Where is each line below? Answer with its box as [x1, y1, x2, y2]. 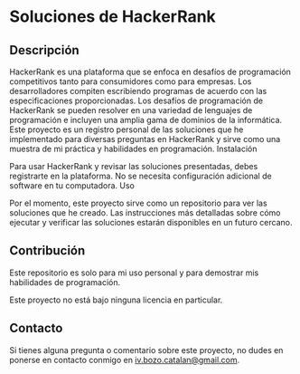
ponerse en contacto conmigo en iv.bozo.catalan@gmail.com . [9, 354, 240, 365]
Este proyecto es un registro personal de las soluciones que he [9, 124, 244, 135]
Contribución [9, 243, 86, 259]
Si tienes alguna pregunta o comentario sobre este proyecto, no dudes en [9, 344, 284, 355]
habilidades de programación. [9, 276, 120, 287]
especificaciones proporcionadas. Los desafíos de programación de [9, 95, 264, 106]
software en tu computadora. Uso [9, 180, 136, 191]
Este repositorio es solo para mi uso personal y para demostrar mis [9, 267, 259, 278]
